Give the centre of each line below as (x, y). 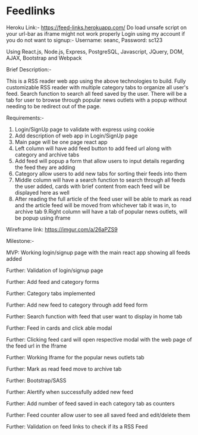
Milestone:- (20, 241)
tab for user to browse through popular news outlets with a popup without (97, 100)
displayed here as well (42, 192)
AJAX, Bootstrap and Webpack (44, 58)
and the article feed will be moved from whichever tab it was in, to (95, 205)
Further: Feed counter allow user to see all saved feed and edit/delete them (98, 415)
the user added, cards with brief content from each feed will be (92, 186)
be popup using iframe (43, 218)
